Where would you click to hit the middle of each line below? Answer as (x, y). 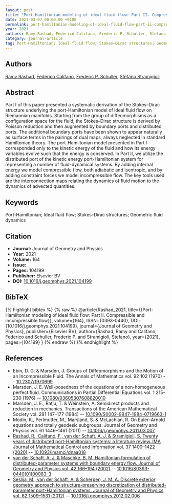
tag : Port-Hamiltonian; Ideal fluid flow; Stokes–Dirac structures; (80, 43)
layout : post (19, 10)
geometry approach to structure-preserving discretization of (77, 485)
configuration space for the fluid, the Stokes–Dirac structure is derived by (83, 121)
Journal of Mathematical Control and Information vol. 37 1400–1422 (84, 447)
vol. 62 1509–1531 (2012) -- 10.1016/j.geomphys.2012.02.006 (76, 496)
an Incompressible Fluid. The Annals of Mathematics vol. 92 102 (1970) (87, 376)
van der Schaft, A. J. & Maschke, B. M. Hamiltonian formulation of (82, 457)
